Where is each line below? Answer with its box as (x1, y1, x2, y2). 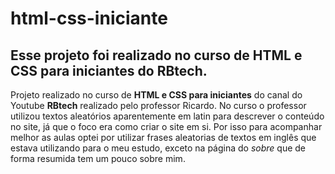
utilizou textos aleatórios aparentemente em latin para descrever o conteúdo (10, 110, 325, 122)
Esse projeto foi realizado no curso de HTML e (10, 47, 303, 64)
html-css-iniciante (10, 7, 168, 30)
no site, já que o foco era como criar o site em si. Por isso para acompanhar (10, 121, 323, 132)
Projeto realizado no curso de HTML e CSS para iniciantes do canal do (10, 89, 303, 101)
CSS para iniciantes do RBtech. (10, 62, 208, 79)
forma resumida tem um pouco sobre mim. (10, 153, 186, 164)
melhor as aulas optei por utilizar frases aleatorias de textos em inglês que (10, 132, 317, 143)
